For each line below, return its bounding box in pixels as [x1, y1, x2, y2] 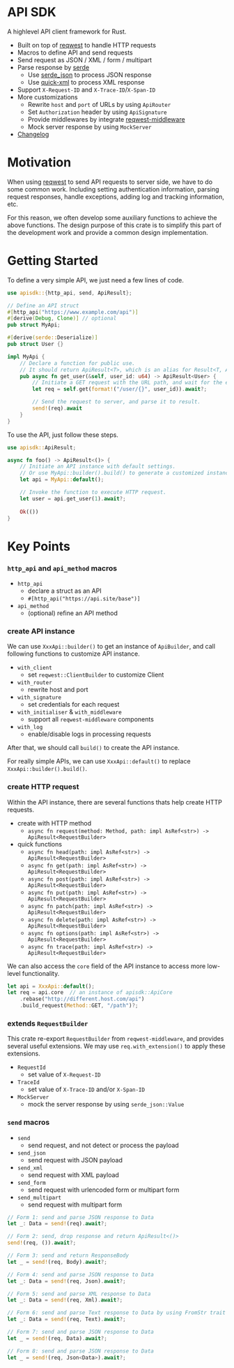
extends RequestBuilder [7, 1018, 88, 1028]
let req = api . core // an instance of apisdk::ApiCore [7, 989, 173, 996]
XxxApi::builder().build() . [7, 765, 88, 773]
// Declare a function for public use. [19, 359, 136, 367]
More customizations [17, 92, 78, 101]
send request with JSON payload [27, 1155, 123, 1164]
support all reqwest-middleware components [27, 715, 155, 723]
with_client [17, 665, 52, 672]
